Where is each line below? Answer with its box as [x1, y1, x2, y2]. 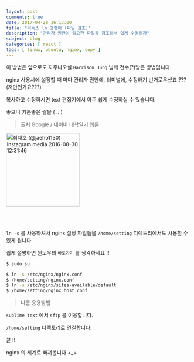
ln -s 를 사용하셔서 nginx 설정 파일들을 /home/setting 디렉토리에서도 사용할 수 [6, 229, 189, 236]
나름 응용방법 [20, 299, 51, 306]
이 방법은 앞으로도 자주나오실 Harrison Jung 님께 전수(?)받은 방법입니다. [6, 63, 172, 70]
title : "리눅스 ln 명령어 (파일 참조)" [6, 25, 91, 31]
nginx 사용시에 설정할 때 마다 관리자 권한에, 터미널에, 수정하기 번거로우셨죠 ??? [6, 76, 186, 83]
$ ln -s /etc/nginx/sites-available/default [6, 282, 117, 288]
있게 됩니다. [6, 236, 33, 243]
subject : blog [6, 36, 41, 42]
